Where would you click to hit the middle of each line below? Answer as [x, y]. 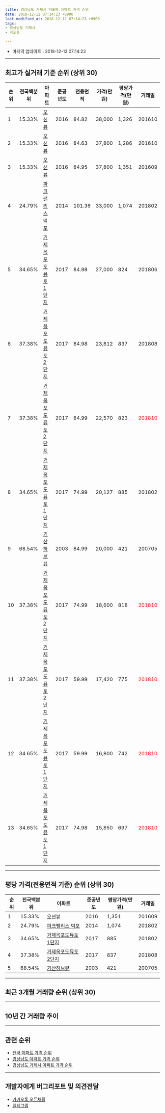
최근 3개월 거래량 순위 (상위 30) [50, 993]
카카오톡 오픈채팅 [29, 1099]
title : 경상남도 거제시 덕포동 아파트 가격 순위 [47, 10]
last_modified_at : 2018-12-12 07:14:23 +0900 [52, 19]
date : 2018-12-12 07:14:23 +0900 [39, 14]
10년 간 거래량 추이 [32, 1016]
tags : [11, 23]
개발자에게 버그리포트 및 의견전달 [52, 1087]
